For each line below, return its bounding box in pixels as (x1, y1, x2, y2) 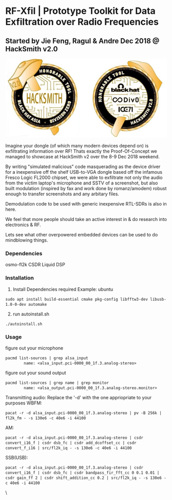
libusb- (150, 297, 167, 302)
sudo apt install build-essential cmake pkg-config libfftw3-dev (5, 297, 148, 302)
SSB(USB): (5, 455, 28, 460)
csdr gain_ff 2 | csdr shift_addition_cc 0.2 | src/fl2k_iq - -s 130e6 (5, 475, 162, 480)
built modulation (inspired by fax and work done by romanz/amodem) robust (5, 186, 167, 192)
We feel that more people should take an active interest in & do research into (5, 216, 167, 223)
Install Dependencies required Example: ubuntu (12, 286, 113, 292)
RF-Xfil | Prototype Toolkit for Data (5, 5, 156, 17)
